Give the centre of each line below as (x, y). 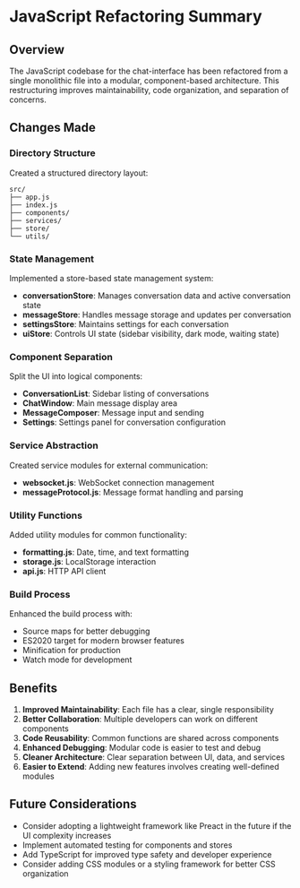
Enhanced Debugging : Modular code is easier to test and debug (141, 747)
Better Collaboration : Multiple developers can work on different (140, 719)
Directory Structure (52, 153)
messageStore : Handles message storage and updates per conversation (157, 315)
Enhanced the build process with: (71, 614)
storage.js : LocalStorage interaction (89, 561)
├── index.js (34, 205)
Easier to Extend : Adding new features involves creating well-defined (150, 766)
